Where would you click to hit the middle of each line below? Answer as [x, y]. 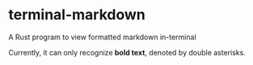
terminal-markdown [77, 15]
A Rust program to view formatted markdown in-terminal [102, 37]
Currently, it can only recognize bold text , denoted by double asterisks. [127, 52]
